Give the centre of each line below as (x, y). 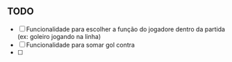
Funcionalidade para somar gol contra (81, 45)
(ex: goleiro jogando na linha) (59, 36)
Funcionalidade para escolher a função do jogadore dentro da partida (126, 29)
